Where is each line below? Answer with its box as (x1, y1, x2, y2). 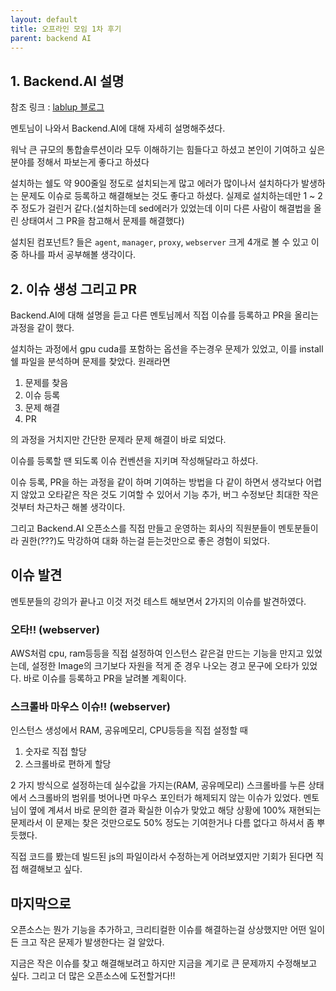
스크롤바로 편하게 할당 (24, 758, 112, 770)
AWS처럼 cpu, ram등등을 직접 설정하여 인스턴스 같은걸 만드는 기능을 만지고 (10, 647, 305, 660)
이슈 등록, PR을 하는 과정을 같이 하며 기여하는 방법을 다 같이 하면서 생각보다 (10, 476, 304, 488)
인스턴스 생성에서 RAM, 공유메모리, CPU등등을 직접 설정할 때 (10, 724, 248, 736)
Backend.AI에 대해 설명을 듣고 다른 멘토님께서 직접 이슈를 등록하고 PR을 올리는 (10, 309, 319, 321)
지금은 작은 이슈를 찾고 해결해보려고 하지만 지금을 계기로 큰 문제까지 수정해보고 (10, 957, 318, 970)
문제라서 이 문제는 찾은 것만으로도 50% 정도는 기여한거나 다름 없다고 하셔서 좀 (10, 817, 315, 829)
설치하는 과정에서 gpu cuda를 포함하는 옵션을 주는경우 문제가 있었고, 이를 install (10, 343, 324, 355)
